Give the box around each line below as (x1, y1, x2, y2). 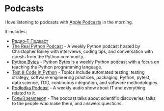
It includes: (4, 28, 27, 34)
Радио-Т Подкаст (11, 38, 49, 44)
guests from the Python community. (11, 53, 84, 59)
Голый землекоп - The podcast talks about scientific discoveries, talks (11, 95, 156, 101)
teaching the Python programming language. (11, 64, 103, 70)
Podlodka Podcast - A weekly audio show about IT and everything (11, 85, 146, 90)
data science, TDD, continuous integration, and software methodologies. (11, 79, 159, 86)
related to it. (11, 90, 36, 96)
